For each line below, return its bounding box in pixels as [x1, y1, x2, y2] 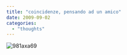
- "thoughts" [12, 25, 45, 32]
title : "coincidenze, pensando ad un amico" [6, 8, 122, 15]
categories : [6, 20, 37, 26]
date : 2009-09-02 [6, 15, 51, 21]
